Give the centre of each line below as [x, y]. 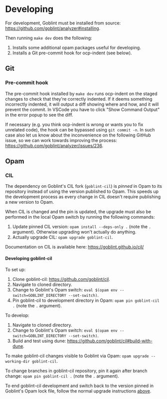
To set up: [15, 269]
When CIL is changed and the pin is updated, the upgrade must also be [78, 212]
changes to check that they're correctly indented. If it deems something [79, 99]
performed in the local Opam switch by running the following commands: [80, 217]
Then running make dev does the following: [49, 38]
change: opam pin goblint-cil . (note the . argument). [62, 376]
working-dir [17, 361]
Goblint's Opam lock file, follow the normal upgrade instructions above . [78, 391]
